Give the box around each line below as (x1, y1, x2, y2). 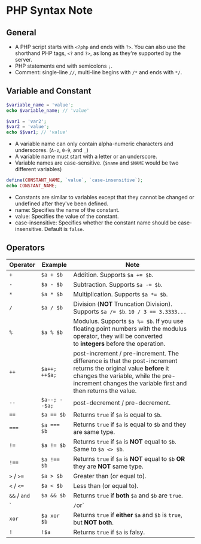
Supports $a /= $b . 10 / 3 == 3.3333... (73, 307, 187, 315)
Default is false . (44, 225, 84, 232)
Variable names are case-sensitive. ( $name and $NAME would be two (14, 159, 179, 166)
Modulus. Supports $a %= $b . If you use (73, 317, 184, 325)
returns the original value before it (73, 364, 169, 372)
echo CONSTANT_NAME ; (6, 183, 58, 189)
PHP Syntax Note (6, 4, 93, 17)
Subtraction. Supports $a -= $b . (73, 280, 163, 288)
